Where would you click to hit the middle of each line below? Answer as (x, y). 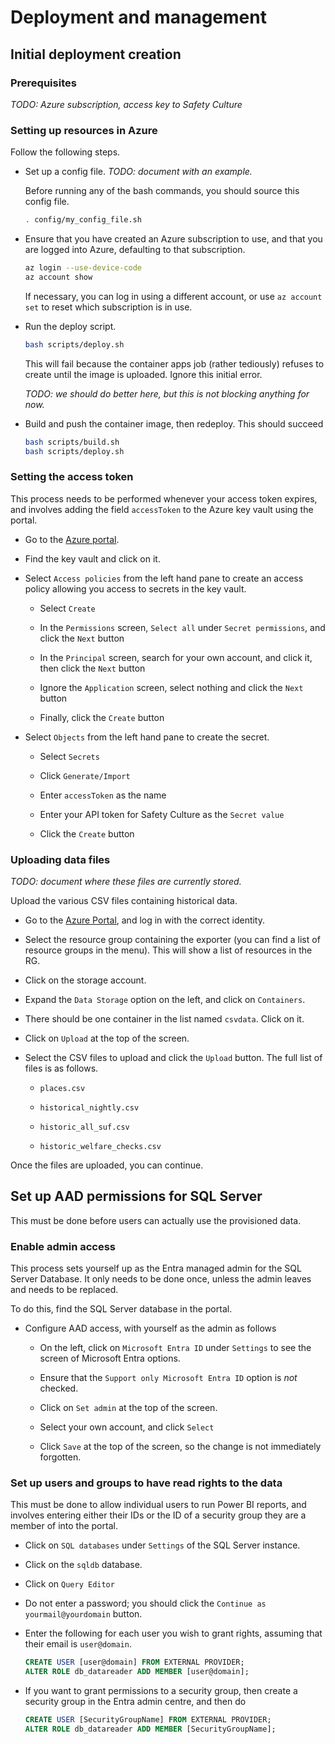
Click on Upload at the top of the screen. (107, 1038)
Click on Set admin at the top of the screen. (128, 1408)
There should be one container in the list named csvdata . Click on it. (164, 1019)
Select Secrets (69, 756)
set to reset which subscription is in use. (108, 307)
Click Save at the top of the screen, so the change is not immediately (180, 1447)
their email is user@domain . (78, 1644)
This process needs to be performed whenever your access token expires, (164, 498)
